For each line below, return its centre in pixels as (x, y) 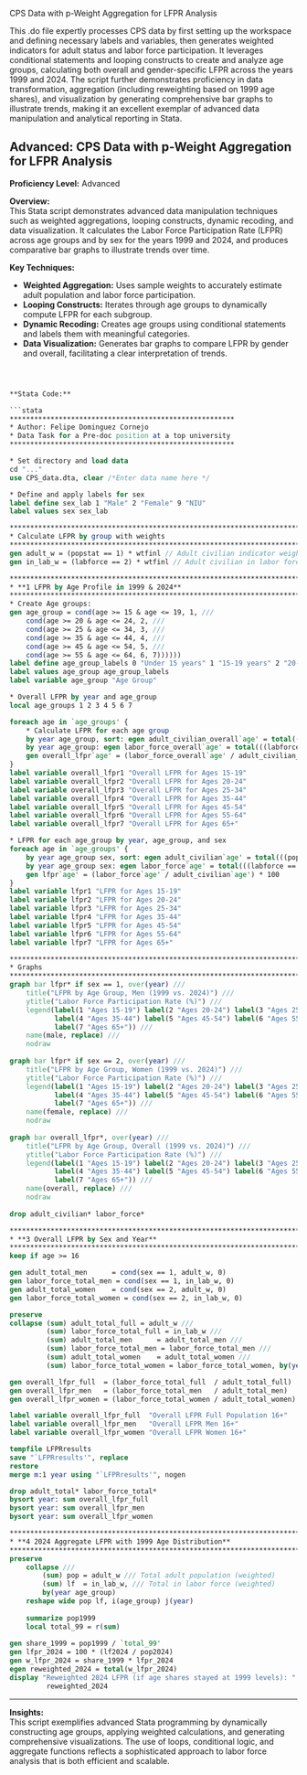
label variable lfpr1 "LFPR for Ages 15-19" (95, 892)
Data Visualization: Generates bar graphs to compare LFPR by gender (156, 343)
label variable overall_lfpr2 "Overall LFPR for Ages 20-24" (128, 781)
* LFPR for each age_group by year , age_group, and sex (118, 840)
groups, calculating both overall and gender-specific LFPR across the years (152, 70)
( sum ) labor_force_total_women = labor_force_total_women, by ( (169, 1365)
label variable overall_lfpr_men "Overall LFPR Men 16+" (124, 1424)
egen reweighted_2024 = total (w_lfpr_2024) (94, 1669)
